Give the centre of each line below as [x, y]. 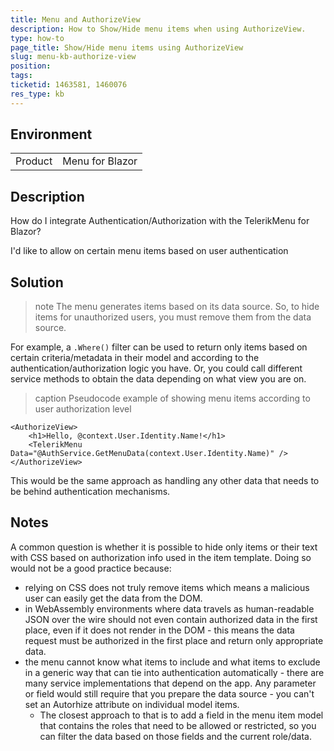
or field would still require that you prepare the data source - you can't [169, 693]
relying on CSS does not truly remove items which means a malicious [167, 587]
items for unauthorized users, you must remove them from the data [173, 317]
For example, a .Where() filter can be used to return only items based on [159, 347]
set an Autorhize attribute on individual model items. [132, 704]
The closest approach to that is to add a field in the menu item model [181, 715]
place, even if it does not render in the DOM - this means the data [159, 630]
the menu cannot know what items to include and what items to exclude [172, 662]
